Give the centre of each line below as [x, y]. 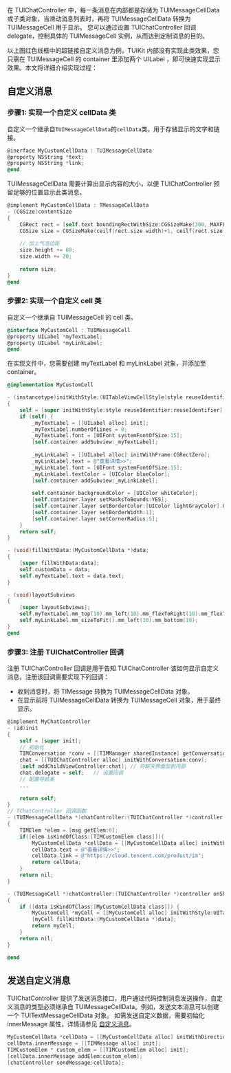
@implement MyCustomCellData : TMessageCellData [78, 206]
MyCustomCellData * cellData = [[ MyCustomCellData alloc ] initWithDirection [118, 1037]
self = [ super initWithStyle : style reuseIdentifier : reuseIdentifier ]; [123, 410]
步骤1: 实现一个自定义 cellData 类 [62, 113]
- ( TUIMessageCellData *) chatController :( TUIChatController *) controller [115, 818]
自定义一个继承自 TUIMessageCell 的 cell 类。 [72, 317]
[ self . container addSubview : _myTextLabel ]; [95, 442]
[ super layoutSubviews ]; [55, 608]
